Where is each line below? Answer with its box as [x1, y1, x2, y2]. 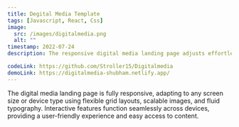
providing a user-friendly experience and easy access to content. [7, 111, 199, 120]
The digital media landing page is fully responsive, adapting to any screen [7, 89, 224, 97]
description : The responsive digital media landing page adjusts [7, 50, 205, 57]
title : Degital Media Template [7, 10, 100, 18]
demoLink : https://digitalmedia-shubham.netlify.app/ [7, 69, 171, 77]
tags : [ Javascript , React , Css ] [7, 17, 103, 24]
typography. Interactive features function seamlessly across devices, [7, 104, 210, 112]
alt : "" [14, 37, 37, 44]
